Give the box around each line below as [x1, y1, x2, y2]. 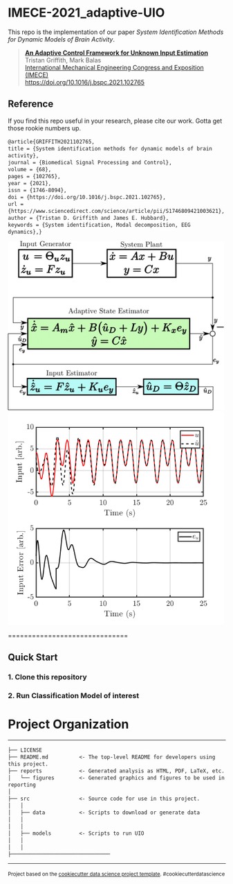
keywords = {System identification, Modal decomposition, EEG [8, 221, 191, 228]
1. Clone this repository [8, 672, 87, 682]
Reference [8, 98, 54, 110]
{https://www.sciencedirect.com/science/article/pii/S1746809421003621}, [8, 207, 225, 214]
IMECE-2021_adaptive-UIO [8, 5, 165, 21]
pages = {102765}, [8, 173, 61, 180]
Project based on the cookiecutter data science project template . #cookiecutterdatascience [8, 870, 225, 878]
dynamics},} [8, 228, 42, 235]
